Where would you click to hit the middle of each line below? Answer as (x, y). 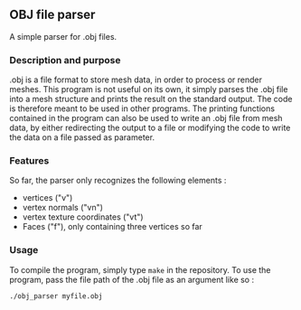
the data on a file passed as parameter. (82, 137)
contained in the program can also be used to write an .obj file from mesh (146, 118)
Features (29, 161)
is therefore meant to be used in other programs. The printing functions (142, 108)
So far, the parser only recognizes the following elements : (118, 181)
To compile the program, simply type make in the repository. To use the (140, 269)
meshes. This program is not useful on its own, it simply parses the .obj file (149, 89)
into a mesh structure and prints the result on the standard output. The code (151, 99)
